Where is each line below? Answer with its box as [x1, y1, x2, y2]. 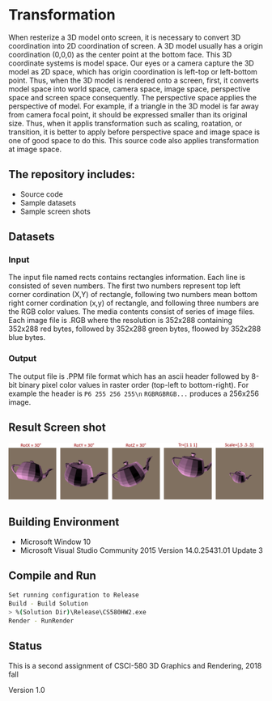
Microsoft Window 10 [19, 537, 91, 546]
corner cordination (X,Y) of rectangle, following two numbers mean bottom [8, 290, 257, 300]
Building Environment [8, 516, 120, 529]
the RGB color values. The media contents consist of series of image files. [8, 307, 255, 317]
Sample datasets [19, 198, 77, 207]
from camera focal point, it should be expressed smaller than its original [8, 109, 248, 119]
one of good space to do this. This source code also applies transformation [8, 135, 259, 145]
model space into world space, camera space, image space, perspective [8, 83, 251, 94]
